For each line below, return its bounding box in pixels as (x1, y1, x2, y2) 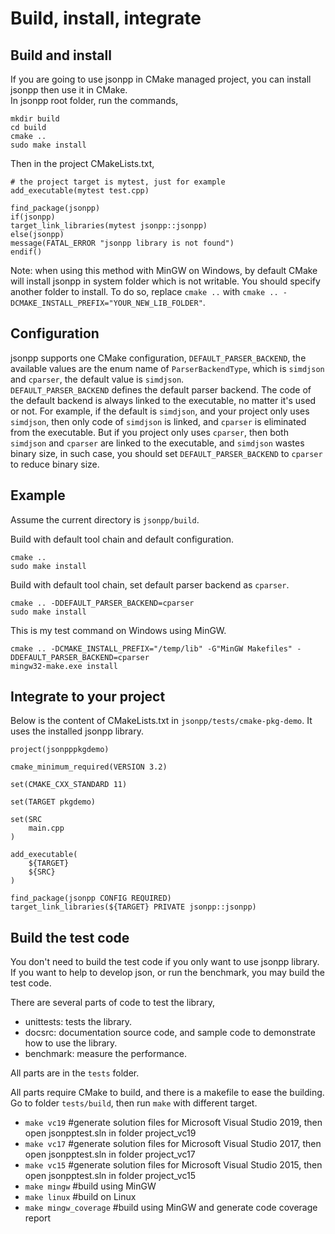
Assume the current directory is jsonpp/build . (10, 513, 200, 526)
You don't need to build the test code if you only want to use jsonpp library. (10, 956, 320, 968)
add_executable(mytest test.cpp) (10, 186, 150, 196)
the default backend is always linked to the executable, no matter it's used (10, 394, 317, 406)
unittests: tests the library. (24, 1016, 133, 1028)
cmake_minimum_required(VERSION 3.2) (10, 762, 168, 772)
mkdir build (10, 114, 60, 124)
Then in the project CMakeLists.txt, (10, 158, 155, 169)
